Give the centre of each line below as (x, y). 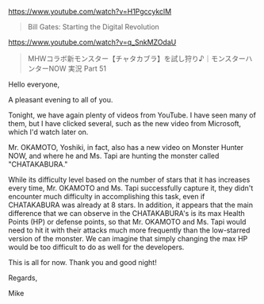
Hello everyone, (34, 84)
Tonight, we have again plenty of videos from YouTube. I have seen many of (132, 115)
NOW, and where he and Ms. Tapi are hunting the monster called (114, 156)
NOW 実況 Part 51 (78, 68)
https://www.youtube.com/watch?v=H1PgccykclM (90, 12)
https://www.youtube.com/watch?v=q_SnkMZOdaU (92, 42)
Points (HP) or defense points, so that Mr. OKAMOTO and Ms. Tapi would (127, 222)
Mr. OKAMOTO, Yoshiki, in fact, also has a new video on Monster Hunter (126, 147)
